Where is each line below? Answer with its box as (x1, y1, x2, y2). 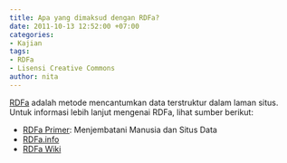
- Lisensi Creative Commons (9, 64, 116, 73)
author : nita (9, 72, 59, 81)
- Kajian (9, 38, 43, 48)
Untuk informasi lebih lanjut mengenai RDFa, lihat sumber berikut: (9, 106, 254, 118)
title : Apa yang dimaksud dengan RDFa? (9, 13, 160, 23)
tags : (9, 47, 30, 56)
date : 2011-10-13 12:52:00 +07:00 (9, 22, 140, 31)
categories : (9, 30, 54, 39)
